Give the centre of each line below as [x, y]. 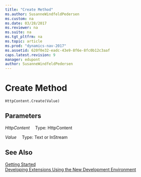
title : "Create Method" [29, 10]
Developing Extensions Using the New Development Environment [71, 169]
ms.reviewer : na [21, 28]
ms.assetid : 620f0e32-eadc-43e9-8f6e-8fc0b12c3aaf [58, 50]
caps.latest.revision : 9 [30, 55]
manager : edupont [23, 59]
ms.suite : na [18, 32]
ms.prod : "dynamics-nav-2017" [36, 46]
